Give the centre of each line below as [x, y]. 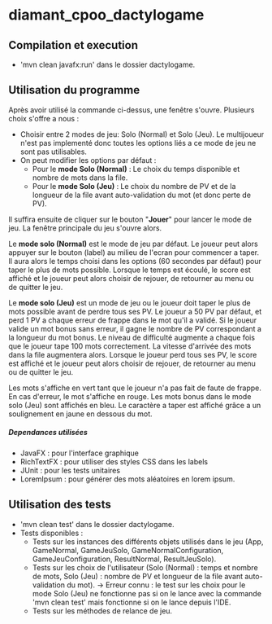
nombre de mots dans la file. [80, 178]
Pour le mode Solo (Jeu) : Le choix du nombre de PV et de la [134, 186]
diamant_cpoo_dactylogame [106, 15]
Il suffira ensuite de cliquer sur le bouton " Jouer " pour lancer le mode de [130, 219]
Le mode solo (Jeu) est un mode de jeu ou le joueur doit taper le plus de [130, 302]
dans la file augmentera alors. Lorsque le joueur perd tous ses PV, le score [133, 354]
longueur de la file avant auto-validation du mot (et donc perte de [142, 195]
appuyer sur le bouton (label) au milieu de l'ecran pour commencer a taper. [134, 252]
